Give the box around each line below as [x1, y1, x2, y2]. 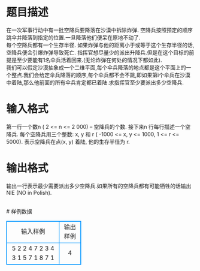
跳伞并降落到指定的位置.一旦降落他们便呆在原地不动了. [6, 34, 141, 41]
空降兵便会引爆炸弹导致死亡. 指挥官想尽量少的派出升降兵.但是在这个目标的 [6, 49, 190, 56]
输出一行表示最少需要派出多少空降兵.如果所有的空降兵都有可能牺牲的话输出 [6, 182, 192, 189]
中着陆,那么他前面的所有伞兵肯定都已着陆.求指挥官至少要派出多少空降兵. [6, 79, 184, 86]
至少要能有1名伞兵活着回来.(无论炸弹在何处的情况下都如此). [16, 56, 162, 64]
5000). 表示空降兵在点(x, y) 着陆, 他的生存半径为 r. [6, 138, 130, 145]
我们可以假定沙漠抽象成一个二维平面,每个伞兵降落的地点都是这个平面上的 [6, 64, 187, 71]
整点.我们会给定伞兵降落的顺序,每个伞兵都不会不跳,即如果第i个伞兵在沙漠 [11, 71, 190, 79]
